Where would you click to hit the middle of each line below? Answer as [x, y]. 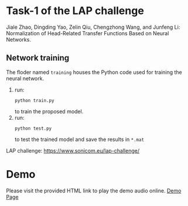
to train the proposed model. [49, 111]
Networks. [18, 39]
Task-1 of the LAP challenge [75, 11]
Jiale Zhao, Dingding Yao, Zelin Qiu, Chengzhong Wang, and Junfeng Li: [93, 27]
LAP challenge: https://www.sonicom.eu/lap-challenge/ [73, 150]
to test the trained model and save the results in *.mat [79, 139]
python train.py [34, 100]
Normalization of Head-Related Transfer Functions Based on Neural [88, 33]
